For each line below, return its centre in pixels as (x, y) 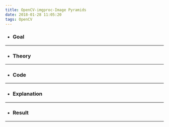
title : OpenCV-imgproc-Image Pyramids (46, 10)
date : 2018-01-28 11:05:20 (33, 15)
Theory (22, 56)
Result (21, 113)
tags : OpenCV (19, 19)
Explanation (27, 94)
